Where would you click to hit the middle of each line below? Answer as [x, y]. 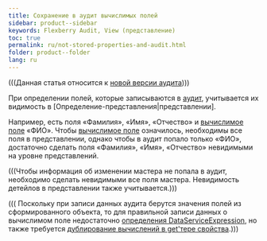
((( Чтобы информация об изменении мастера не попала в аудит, [118, 171]
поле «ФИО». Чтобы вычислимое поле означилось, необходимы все [125, 130]
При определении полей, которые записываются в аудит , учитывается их [133, 98]
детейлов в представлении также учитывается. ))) [93, 188]
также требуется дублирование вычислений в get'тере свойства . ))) [124, 228]
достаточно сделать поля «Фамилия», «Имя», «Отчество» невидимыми [131, 147]
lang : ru [23, 60]
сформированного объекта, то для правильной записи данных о [118, 212]
